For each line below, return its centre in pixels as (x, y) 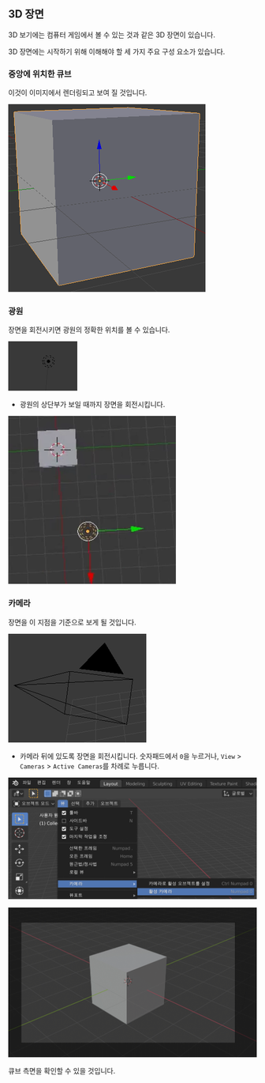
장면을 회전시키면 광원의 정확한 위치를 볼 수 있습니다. (89, 330)
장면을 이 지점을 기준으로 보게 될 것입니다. (72, 622)
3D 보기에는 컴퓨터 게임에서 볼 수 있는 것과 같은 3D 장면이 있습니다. (112, 35)
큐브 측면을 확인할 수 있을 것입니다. (62, 1071)
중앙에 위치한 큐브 (40, 74)
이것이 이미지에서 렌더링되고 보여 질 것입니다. (78, 92)
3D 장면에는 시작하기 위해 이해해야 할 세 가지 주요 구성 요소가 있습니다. (117, 51)
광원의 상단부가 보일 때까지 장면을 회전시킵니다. (92, 405)
